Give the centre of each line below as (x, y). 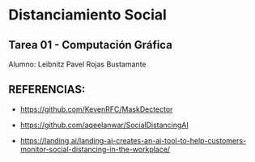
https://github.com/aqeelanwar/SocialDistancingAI (104, 125)
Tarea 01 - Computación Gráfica (90, 45)
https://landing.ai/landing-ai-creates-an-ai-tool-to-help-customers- (133, 140)
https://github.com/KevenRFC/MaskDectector (96, 109)
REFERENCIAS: (47, 90)
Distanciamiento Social (88, 15)
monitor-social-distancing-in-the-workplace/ (95, 149)
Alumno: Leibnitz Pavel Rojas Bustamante (77, 64)
